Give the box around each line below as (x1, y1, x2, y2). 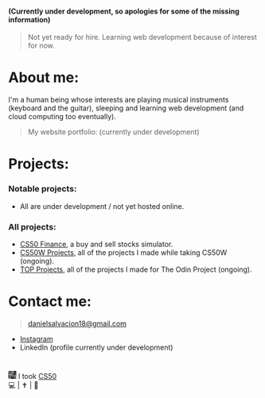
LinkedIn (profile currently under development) (19, 342, 173, 352)
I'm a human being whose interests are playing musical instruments (8, 95, 229, 105)
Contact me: (8, 292, 92, 311)
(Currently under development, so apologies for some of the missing (8, 6, 240, 16)
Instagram (19, 334, 53, 343)
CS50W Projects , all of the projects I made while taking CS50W (19, 247, 228, 257)
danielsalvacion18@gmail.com (27, 319, 127, 328)
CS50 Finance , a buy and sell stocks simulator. (19, 239, 173, 249)
